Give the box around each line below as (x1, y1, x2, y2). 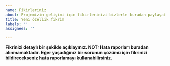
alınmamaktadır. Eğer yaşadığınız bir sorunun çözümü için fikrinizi (5, 50, 148, 56)
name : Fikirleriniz (5, 7, 47, 13)
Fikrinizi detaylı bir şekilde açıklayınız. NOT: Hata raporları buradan (5, 44, 149, 50)
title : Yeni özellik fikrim (5, 17, 65, 22)
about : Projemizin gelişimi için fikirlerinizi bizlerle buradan (5, 12, 146, 17)
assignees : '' (5, 26, 35, 31)
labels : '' (5, 21, 28, 27)
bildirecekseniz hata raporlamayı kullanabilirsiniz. (5, 55, 113, 61)
